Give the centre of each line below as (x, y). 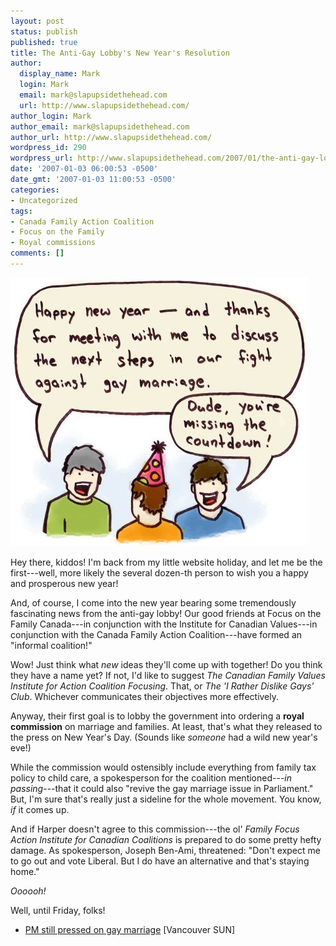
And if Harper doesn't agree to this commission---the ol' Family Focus (155, 829)
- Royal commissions (53, 243)
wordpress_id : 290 (48, 148)
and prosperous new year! (64, 583)
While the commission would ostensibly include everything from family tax (163, 767)
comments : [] (37, 253)
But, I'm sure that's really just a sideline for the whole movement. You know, (166, 799)
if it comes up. (40, 809)
